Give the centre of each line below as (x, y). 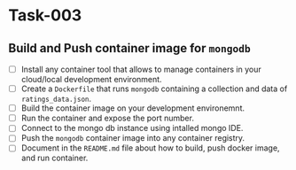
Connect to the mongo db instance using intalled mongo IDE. (132, 128)
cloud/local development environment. (91, 80)
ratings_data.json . (56, 99)
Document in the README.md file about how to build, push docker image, (150, 148)
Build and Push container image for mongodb (129, 48)
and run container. (55, 158)
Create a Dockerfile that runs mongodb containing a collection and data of (154, 89)
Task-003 (45, 15)
